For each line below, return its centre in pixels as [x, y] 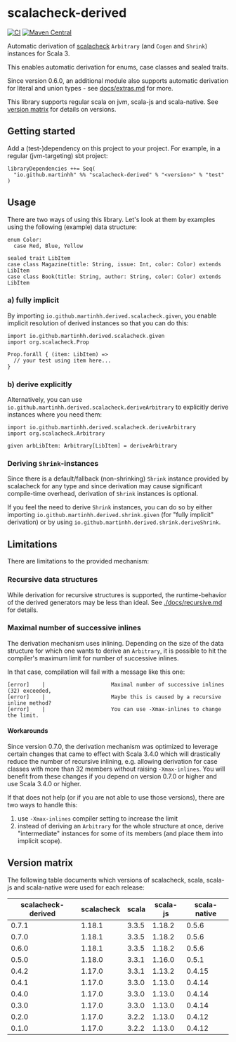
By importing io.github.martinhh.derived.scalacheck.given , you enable [112, 315]
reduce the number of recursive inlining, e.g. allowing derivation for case [112, 762]
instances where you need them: [54, 415]
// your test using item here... [63, 360]
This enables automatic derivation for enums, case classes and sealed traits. [118, 67]
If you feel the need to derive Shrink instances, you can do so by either [110, 507]
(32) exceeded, [29, 691]
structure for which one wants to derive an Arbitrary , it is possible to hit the [117, 651]
